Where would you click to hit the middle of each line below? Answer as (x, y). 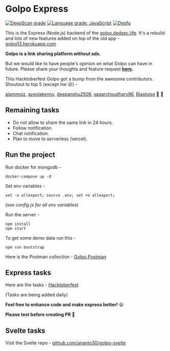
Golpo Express (37, 9)
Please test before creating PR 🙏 (40, 315)
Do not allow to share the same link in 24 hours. (63, 122)
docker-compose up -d (28, 177)
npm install (18, 224)
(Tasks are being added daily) (37, 295)
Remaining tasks (32, 110)
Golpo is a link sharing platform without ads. (53, 54)
